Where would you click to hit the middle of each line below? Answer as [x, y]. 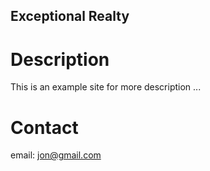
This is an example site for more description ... [106, 87]
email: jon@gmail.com [56, 155]
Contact [44, 127]
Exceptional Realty [70, 16]
